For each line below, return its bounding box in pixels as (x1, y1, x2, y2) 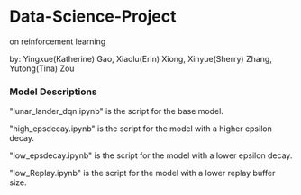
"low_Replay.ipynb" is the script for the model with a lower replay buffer (9, 168, 276, 179)
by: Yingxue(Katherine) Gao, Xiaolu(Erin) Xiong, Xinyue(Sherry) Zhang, (9, 53, 272, 64)
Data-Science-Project (9, 6, 178, 27)
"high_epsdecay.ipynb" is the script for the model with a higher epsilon (9, 123, 272, 134)
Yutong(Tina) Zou (9, 63, 75, 74)
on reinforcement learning (9, 36, 106, 47)
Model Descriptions (9, 85, 97, 98)
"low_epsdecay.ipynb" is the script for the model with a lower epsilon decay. (9, 150, 293, 161)
